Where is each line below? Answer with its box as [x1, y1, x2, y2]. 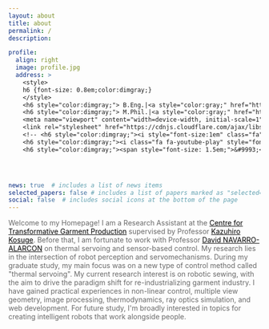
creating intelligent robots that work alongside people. [8, 312, 187, 322]
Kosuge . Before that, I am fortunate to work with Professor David [8, 235, 222, 245]
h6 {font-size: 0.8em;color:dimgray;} [22, 86, 152, 94]
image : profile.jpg [15, 63, 81, 72]
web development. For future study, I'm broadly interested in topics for [8, 303, 242, 313]
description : [8, 34, 52, 43]
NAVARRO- [223, 235, 260, 245]
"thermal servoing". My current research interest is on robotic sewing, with [8, 270, 255, 279]
